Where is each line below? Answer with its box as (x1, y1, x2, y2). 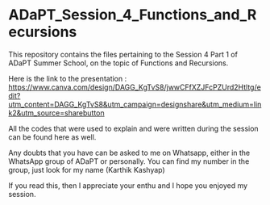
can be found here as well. (8, 132, 97, 142)
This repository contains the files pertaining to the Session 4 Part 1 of (8, 49, 238, 59)
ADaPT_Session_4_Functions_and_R (8, 6, 257, 24)
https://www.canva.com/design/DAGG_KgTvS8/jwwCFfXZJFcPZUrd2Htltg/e (8, 82, 262, 92)
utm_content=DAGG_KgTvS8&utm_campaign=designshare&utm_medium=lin (8, 99, 262, 109)
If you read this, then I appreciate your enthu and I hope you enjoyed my (8, 180, 248, 190)
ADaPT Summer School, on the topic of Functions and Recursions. (8, 58, 229, 68)
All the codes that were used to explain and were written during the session (8, 123, 260, 133)
